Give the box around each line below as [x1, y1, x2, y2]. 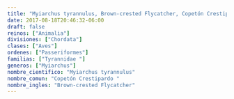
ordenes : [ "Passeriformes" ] [7, 49, 89, 56]
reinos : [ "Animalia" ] [7, 29, 70, 37]
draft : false [7, 23, 45, 30]
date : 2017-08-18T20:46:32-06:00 [7, 17, 104, 24]
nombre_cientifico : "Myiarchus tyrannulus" [7, 68, 136, 75]
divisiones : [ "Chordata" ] [7, 36, 82, 43]
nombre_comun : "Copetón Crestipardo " [7, 75, 120, 82]
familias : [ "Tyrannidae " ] [7, 56, 86, 63]
